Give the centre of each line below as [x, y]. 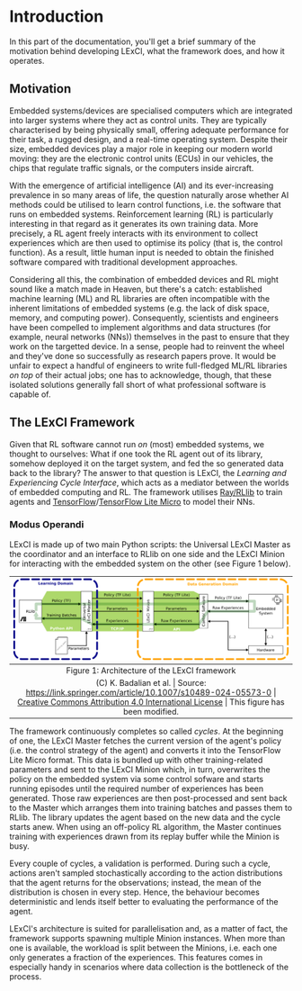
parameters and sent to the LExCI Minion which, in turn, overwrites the [140, 770]
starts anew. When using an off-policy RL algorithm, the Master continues [145, 827]
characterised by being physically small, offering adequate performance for [149, 130]
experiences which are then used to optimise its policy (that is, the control [146, 243]
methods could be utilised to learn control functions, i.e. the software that [145, 204]
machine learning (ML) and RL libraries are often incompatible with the [140, 298]
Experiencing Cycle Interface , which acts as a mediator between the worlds [149, 482]
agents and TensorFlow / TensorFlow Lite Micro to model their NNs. [132, 501]
